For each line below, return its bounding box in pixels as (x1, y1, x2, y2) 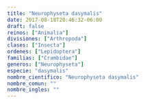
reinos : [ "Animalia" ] (7, 29, 69, 36)
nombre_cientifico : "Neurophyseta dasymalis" (7, 73, 139, 81)
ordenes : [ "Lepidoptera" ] (7, 49, 81, 55)
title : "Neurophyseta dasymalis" (7, 10, 103, 17)
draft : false (7, 23, 44, 29)
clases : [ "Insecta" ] (7, 42, 66, 49)
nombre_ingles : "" (7, 86, 60, 93)
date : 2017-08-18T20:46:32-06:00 (7, 16, 103, 23)
